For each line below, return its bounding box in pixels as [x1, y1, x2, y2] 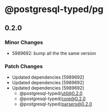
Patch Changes [5, 63, 43, 70]
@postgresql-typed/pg [5, 4, 103, 15]
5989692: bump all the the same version [12, 50, 96, 56]
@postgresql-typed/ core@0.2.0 [19, 96, 86, 102]
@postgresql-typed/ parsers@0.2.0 [19, 101, 92, 107]
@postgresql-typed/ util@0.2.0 [19, 90, 83, 96]
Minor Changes [5, 39, 43, 46]
